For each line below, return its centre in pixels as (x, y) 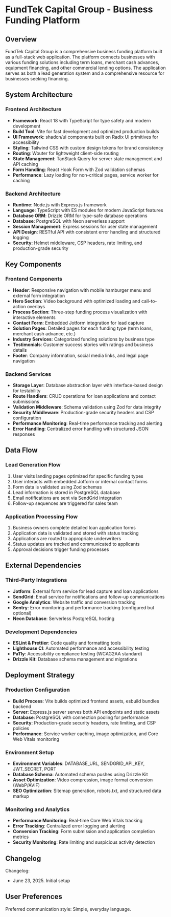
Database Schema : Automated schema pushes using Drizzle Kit (80, 774)
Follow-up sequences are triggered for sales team (65, 503)
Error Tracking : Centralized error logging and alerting (69, 826)
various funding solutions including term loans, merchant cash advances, (82, 62)
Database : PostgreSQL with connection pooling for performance (81, 717)
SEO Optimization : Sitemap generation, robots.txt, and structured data (87, 791)
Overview (21, 39)
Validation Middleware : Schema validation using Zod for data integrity (87, 407)
